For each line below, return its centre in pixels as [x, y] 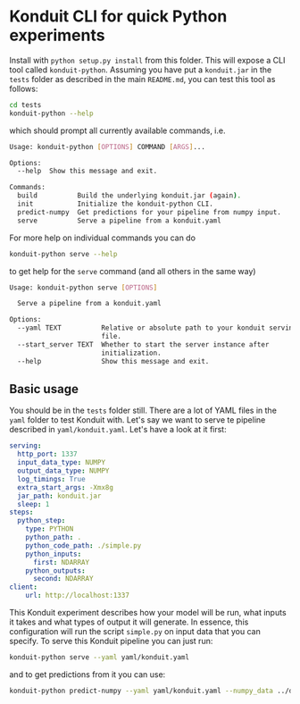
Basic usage [44, 389]
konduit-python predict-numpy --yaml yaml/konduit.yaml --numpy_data [142, 691]
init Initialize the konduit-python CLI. [116, 204]
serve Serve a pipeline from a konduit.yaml [119, 221]
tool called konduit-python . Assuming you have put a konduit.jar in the [141, 70]
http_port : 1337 [47, 454]
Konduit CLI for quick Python [118, 17]
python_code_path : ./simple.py [83, 545]
